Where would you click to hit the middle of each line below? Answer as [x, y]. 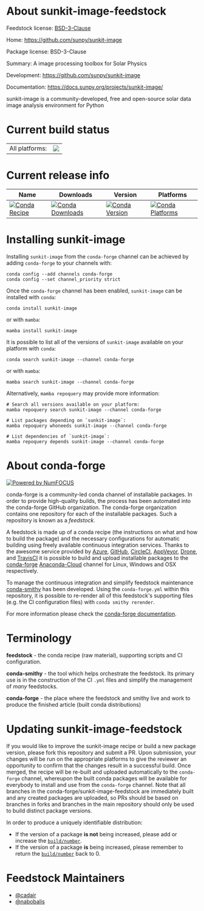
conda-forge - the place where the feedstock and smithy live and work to [98, 698]
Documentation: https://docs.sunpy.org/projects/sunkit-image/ [85, 87]
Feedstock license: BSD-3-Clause [49, 28]
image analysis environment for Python [55, 105]
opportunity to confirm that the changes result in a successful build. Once [99, 765]
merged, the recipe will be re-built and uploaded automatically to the [92, 772]
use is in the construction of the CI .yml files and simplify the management [99, 680]
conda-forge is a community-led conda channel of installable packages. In [99, 494]
